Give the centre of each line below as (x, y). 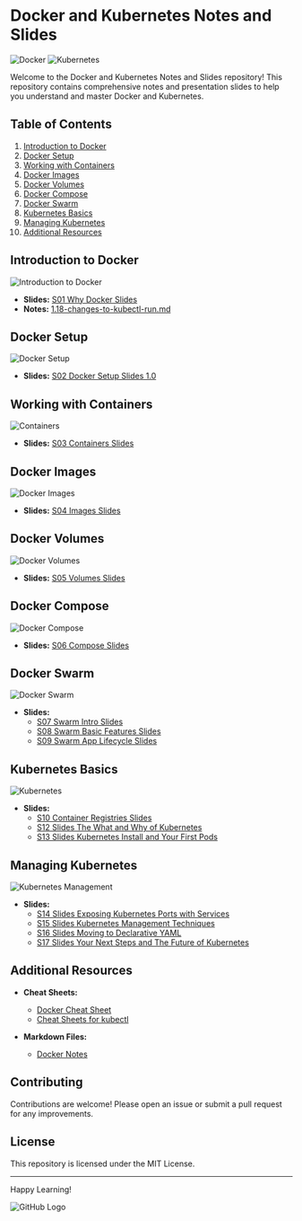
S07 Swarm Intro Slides (80, 722)
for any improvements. (52, 1113)
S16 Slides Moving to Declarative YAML (109, 933)
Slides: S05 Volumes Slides (74, 578)
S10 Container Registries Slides (94, 818)
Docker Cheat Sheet (74, 1009)
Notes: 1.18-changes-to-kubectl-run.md (97, 309)
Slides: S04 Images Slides (72, 510)
